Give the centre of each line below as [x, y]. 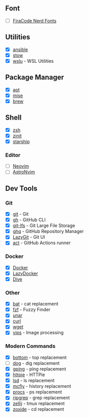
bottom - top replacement [40, 357]
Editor [13, 155]
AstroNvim [24, 172]
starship [21, 141]
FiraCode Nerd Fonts [35, 20]
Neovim [21, 166]
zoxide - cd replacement [38, 409]
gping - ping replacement [39, 369]
